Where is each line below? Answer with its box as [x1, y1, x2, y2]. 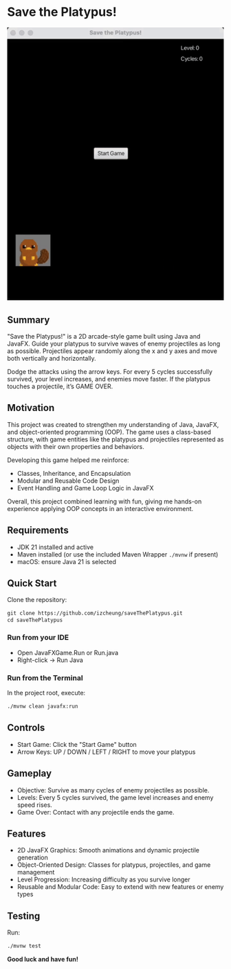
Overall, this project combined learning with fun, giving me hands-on [7, 497, 202, 506]
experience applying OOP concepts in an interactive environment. [7, 504, 194, 512]
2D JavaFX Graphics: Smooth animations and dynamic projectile [16, 846, 200, 855]
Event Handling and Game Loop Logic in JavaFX [16, 483, 154, 492]
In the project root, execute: [7, 689, 86, 697]
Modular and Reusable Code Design [16, 477, 120, 485]
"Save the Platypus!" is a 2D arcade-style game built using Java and [7, 332, 201, 341]
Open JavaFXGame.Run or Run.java [16, 648, 119, 657]
